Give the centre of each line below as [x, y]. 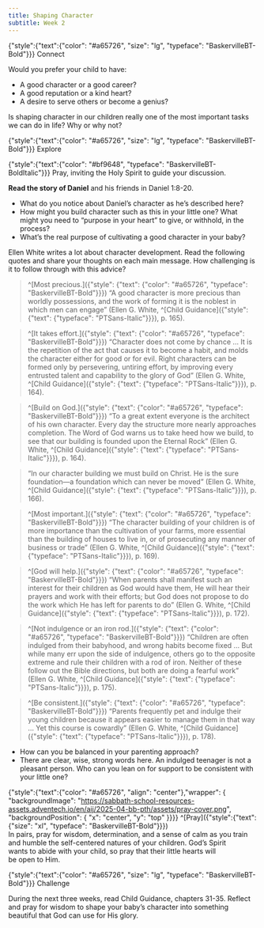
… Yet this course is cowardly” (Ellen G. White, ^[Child [115, 728]
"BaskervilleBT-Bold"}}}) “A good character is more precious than [134, 293]
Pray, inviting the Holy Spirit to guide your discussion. [139, 172]
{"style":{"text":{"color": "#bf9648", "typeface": [86, 164]
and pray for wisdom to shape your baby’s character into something [119, 907]
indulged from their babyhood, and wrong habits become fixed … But [140, 645]
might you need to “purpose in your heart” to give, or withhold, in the [132, 220]
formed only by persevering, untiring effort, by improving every [130, 367]
